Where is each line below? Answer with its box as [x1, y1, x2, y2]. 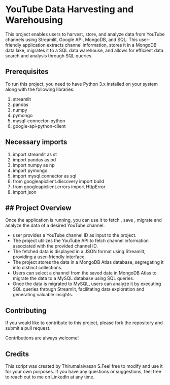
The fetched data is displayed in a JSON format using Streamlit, [12, 249, 146, 255]
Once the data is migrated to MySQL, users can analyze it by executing [12, 281, 161, 287]
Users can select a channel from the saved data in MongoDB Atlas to [12, 270, 157, 276]
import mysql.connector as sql [12, 172, 77, 179]
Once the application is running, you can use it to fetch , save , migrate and [5, 217, 162, 223]
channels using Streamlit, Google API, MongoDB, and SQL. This [5, 37, 138, 43]
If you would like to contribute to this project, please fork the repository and [5, 320, 163, 326]
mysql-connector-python [12, 118, 65, 124]
